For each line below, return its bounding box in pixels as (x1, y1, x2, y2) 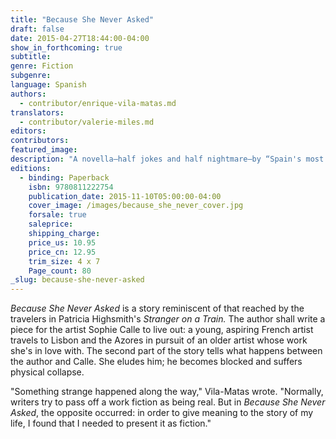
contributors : (10, 136, 70, 146)
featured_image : (10, 145, 78, 155)
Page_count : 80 (28, 266, 92, 276)
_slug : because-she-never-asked (10, 275, 145, 285)
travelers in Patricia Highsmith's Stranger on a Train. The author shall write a (10, 313, 326, 325)
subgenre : (10, 71, 52, 81)
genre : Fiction (10, 61, 74, 71)
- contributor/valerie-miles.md (19, 117, 155, 127)
